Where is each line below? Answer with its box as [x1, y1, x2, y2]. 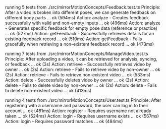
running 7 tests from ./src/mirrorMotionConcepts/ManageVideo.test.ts [5, 51, 148, 57]
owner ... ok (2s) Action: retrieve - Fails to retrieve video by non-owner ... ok [5, 66, 161, 72]
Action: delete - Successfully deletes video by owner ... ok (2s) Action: [5, 77, 150, 83]
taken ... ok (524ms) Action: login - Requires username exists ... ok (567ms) [5, 113, 160, 119]
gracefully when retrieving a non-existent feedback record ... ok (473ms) [5, 41, 154, 47]
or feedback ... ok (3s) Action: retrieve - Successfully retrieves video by [5, 62, 151, 67]
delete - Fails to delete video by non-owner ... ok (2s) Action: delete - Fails [5, 82, 157, 88]
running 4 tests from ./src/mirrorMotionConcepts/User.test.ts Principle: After [5, 97, 162, 103]
